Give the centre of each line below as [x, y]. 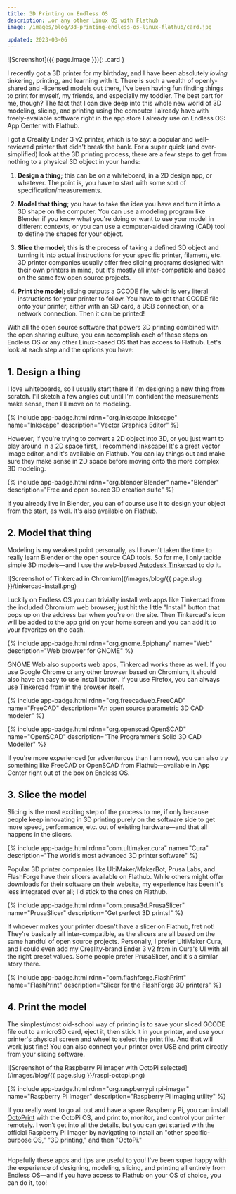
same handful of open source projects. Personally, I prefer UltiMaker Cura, [115, 941]
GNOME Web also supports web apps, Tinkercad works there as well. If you [117, 664]
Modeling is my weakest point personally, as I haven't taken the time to [110, 549]
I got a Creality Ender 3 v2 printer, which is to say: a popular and [100, 139]
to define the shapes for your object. [70, 234]
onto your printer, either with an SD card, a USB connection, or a [110, 306]
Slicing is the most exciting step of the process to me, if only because [108, 811]
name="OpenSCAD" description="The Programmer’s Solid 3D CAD [104, 736]
